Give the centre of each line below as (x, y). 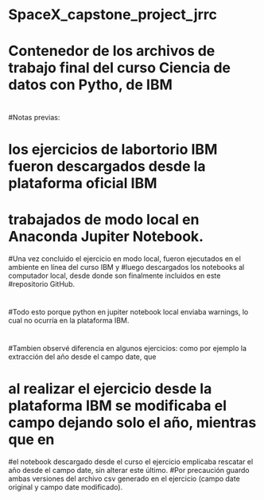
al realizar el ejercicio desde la (110, 389)
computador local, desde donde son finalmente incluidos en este (115, 275)
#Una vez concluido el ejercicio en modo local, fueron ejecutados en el (124, 258)
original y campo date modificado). (66, 487)
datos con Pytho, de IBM (91, 85)
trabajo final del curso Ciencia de (120, 68)
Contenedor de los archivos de (112, 51)
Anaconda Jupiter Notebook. (106, 236)
